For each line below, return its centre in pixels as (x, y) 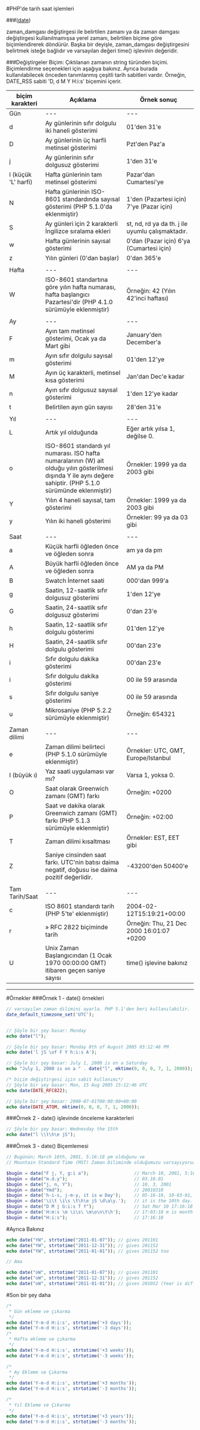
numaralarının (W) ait (74, 460)
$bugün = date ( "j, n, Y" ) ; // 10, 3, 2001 (89, 1184)
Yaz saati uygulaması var (80, 771)
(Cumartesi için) (149, 248)
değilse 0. (140, 436)
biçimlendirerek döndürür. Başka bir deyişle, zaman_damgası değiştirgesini (98, 44)
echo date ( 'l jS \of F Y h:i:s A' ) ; (51, 1052)
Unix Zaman (62, 948)
